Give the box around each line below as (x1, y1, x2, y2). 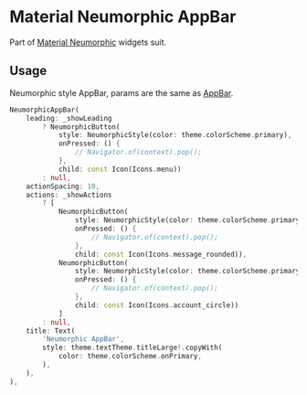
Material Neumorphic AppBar (9, 6, 237, 27)
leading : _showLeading (26, 113, 112, 123)
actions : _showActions (26, 190, 112, 199)
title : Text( (26, 326, 76, 336)
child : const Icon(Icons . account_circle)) (74, 300, 239, 310)
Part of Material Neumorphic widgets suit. (9, 37, 167, 48)
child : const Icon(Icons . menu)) (58, 165, 182, 174)
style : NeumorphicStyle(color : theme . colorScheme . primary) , (58, 131, 292, 140)
